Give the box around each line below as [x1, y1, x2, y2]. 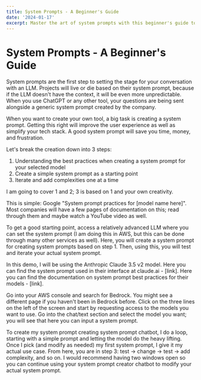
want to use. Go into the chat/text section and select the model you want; [6, 311, 187, 318]
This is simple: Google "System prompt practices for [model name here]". [6, 200, 187, 207]
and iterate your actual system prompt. [6, 250, 102, 257]
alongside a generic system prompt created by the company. [6, 104, 157, 111]
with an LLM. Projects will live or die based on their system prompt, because [6, 84, 194, 92]
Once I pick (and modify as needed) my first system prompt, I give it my [6, 342, 183, 349]
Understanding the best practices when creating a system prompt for [14, 157, 186, 165]
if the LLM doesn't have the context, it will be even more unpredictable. [6, 91, 182, 98]
